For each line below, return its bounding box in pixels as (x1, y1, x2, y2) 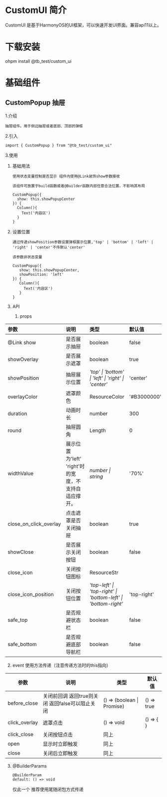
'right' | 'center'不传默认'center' (12, 245, 85, 250)
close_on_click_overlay (7, 520, 61, 527)
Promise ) (103, 703, 125, 710)
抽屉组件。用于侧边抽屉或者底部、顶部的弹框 (5, 123, 83, 129)
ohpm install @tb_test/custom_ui (5, 58, 72, 64)
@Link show (7, 339, 36, 346)
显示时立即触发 (43, 740, 78, 747)
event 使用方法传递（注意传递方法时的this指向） (12, 662, 111, 668)
